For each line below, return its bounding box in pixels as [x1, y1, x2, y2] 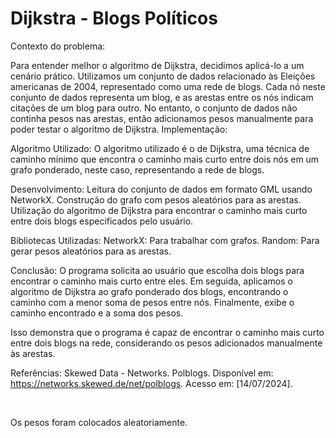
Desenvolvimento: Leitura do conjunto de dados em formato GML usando [10, 183, 313, 195]
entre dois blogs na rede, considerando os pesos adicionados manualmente [10, 337, 323, 349]
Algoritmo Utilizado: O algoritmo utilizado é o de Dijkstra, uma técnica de [10, 142, 310, 154]
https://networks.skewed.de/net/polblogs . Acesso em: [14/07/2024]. [10, 377, 293, 389]
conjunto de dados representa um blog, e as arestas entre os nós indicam [10, 91, 314, 103]
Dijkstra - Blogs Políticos [10, 7, 218, 30]
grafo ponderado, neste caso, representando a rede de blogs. [10, 163, 265, 176]
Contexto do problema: [10, 40, 106, 52]
